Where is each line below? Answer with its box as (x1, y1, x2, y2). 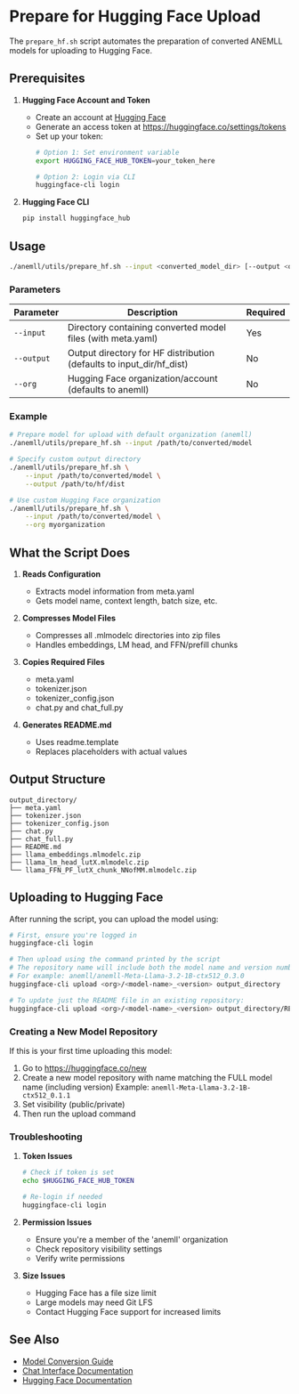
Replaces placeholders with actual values (35, 746, 188, 757)
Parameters (9, 283, 61, 296)
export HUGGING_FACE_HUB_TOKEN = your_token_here (35, 156, 215, 166)
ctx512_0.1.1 (21, 1090, 71, 1100)
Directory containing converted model (67, 321, 227, 334)
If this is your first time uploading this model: (9, 1045, 173, 1056)
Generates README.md (21, 719, 112, 730)
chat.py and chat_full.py (35, 701, 124, 713)
